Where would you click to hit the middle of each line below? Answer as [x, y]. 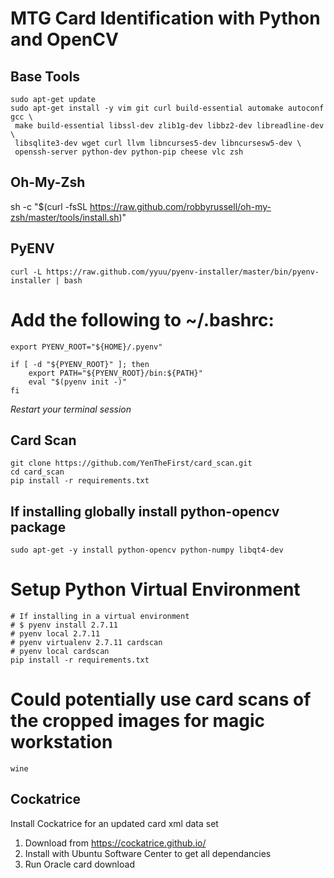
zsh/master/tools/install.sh [65, 217]
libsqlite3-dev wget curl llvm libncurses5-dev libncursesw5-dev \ [158, 143]
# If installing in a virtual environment [100, 617]
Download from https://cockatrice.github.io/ [115, 843]
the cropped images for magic [138, 721]
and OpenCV [64, 39]
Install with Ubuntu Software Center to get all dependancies [148, 853]
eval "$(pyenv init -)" [78, 382]
